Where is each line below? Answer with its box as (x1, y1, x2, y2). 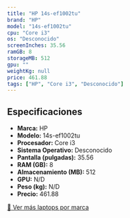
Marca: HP (16, 124, 48, 133)
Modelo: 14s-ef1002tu (16, 131, 81, 140)
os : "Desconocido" (7, 36, 60, 43)
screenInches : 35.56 (7, 42, 66, 49)
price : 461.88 (7, 74, 48, 81)
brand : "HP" (7, 17, 41, 23)
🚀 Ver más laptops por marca (7, 204, 89, 212)
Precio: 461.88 (16, 190, 60, 198)
